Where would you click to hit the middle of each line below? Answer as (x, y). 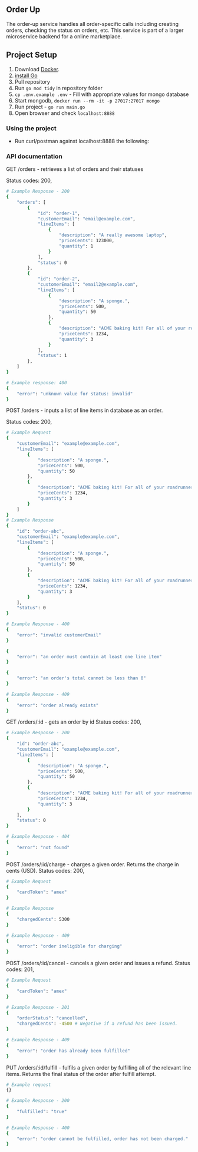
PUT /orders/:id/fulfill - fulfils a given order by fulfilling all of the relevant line (99, 1067)
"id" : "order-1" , (59, 213)
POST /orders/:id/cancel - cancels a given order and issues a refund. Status (98, 963)
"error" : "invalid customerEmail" (59, 635)
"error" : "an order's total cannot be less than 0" (81, 678)
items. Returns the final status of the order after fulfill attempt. (81, 1074)
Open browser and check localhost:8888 (65, 113)
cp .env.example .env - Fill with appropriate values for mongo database (102, 94)
